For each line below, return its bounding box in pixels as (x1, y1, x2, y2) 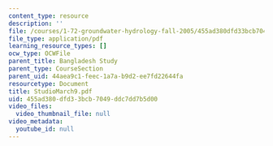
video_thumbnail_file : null (15, 110, 111, 118)
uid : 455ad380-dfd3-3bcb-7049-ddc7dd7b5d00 (8, 95, 158, 103)
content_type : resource (8, 11, 89, 20)
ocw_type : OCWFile (8, 49, 71, 58)
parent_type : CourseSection (8, 65, 104, 73)
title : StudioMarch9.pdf (8, 87, 93, 96)
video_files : (8, 102, 53, 110)
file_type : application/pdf (8, 34, 104, 43)
